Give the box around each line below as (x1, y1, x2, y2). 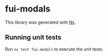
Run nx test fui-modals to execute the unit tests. (5, 46, 104, 52)
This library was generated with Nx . (5, 19, 76, 25)
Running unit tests (5, 33, 62, 42)
